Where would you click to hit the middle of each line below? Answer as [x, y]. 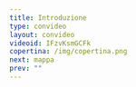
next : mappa [32, 60]
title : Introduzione [49, 18]
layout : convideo [42, 34]
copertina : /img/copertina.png [68, 52]
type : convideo [38, 26]
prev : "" [26, 69]
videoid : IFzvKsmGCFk [50, 43]
